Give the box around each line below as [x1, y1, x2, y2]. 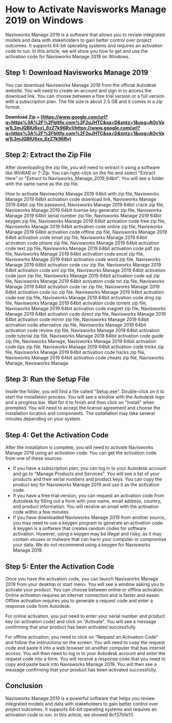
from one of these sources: [5, 455, 63, 461]
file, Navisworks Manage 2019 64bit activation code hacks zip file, [5, 349, 146, 355]
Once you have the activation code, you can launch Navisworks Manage [5, 576, 158, 582]
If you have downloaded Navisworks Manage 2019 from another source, [12, 514, 166, 520]
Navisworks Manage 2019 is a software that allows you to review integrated [5, 31, 165, 38]
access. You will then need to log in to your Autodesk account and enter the [5, 650, 166, 656]
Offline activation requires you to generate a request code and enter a [5, 598, 153, 604]
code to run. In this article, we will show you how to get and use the [5, 48, 148, 54]
